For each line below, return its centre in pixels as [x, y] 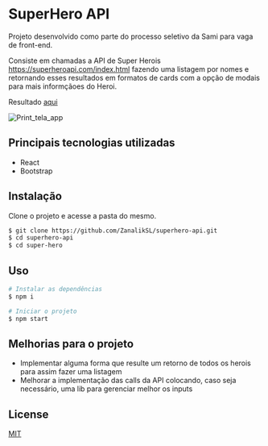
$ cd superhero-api [41, 238]
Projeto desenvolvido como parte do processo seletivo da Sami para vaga [131, 36]
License [29, 414]
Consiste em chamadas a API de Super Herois [85, 60]
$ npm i [21, 296]
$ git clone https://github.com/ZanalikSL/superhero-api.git [113, 231]
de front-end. [31, 44]
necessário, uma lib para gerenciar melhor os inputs [106, 389]
